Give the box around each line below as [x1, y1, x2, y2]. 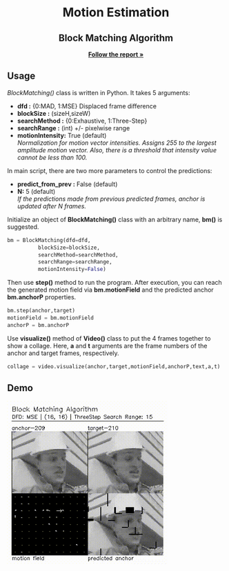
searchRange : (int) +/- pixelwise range [17, 123, 130, 132]
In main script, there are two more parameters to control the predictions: [7, 166, 212, 174]
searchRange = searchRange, [37, 259, 112, 266]
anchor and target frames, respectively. [7, 349, 119, 357]
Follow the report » [88, 50, 143, 59]
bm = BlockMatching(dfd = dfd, [7, 237, 91, 243]
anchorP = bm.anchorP [7, 321, 70, 328]
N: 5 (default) [17, 187, 56, 195]
